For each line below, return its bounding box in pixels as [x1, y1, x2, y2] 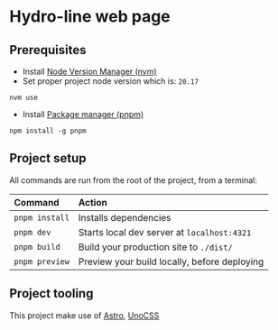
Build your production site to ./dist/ [78, 241, 233, 253]
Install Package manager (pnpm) [22, 109, 144, 119]
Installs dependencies [78, 211, 171, 224]
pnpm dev [14, 227, 51, 237]
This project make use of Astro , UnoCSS [9, 309, 160, 321]
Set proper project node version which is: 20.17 [22, 76, 199, 87]
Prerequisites [9, 42, 87, 58]
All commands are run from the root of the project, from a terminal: [9, 174, 257, 186]
